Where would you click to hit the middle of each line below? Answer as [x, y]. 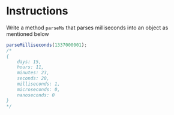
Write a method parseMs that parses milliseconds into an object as [87, 28]
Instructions [37, 11]
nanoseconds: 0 [36, 95]
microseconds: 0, [39, 89]
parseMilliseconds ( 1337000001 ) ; [46, 45]
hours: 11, [31, 67]
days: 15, [29, 62]
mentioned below [28, 34]
